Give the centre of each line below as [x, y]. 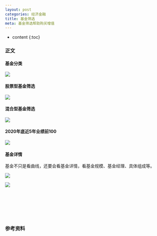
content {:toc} [26, 37]
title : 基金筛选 [20, 19]
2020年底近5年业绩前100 [31, 131]
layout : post [18, 10]
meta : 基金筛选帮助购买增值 [30, 23]
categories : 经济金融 [26, 14]
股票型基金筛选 [20, 86]
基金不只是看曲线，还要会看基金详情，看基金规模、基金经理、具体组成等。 [80, 166]
